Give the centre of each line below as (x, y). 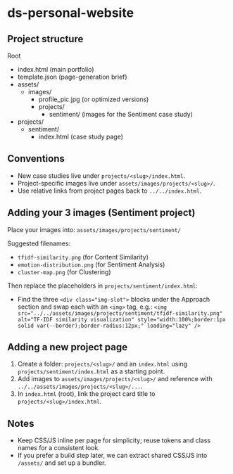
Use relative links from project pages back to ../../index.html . (109, 191)
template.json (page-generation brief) (73, 77)
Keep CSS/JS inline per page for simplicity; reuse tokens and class (114, 440)
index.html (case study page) (81, 136)
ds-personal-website (71, 13)
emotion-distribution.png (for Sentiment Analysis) (91, 264)
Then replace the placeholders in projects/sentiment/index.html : (103, 286)
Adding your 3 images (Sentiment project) (101, 213)
